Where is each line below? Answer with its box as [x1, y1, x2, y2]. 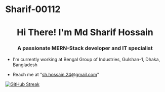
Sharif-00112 [5, 4, 61, 15]
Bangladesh [12, 62, 38, 68]
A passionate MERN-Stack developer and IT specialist [17, 44, 153, 52]
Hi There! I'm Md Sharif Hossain [17, 27, 153, 38]
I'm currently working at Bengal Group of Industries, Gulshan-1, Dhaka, [12, 56, 160, 62]
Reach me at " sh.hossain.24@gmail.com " [12, 71, 100, 77]
